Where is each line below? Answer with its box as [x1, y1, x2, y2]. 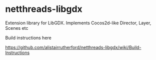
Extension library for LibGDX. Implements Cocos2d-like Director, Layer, [5, 20, 151, 26]
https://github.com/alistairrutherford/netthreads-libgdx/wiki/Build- [5, 44, 141, 50]
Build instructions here [5, 35, 51, 41]
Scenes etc [5, 25, 28, 31]
